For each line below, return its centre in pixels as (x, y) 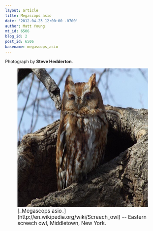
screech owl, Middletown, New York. (62, 223)
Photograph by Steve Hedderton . (39, 61)
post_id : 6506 (20, 42)
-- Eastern (134, 217)
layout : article (22, 10)
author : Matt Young (25, 26)
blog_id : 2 (16, 36)
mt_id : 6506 (17, 31)
